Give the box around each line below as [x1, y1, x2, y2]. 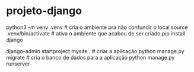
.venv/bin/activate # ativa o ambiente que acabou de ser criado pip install [6, 30, 186, 37]
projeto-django [6, 4, 82, 18]
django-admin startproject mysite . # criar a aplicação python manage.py [6, 47, 185, 54]
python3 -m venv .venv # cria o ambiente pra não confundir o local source [6, 24, 188, 31]
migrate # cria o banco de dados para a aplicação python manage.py [6, 54, 175, 61]
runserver [6, 60, 30, 67]
